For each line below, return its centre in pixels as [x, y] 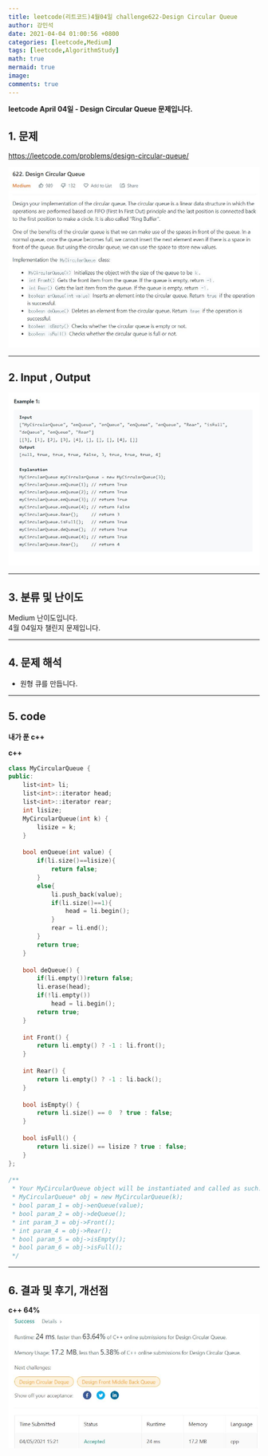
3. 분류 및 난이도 [46, 597]
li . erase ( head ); [64, 987]
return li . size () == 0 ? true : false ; [105, 1113]
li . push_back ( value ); [87, 894]
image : [19, 76]
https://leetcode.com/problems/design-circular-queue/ [99, 156]
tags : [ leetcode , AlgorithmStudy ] [64, 51]
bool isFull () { [50, 1139]
